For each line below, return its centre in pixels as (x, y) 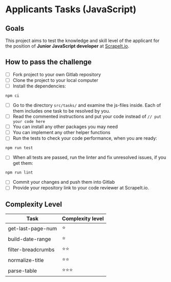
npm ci (12, 96)
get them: (23, 163)
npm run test (19, 148)
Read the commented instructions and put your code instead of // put (87, 117)
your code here (29, 122)
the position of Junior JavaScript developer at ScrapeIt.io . (67, 46)
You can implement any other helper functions (61, 133)
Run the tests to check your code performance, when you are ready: (85, 138)
